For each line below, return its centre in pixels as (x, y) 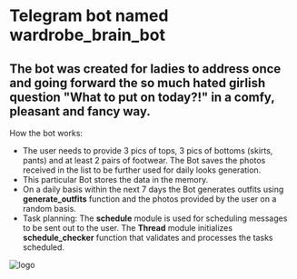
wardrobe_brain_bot (88, 35)
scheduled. (44, 247)
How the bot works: (46, 133)
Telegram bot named (89, 16)
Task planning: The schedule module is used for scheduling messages (155, 218)
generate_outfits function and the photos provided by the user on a (149, 199)
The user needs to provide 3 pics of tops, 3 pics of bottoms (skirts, (148, 150)
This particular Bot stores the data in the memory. (115, 179)
